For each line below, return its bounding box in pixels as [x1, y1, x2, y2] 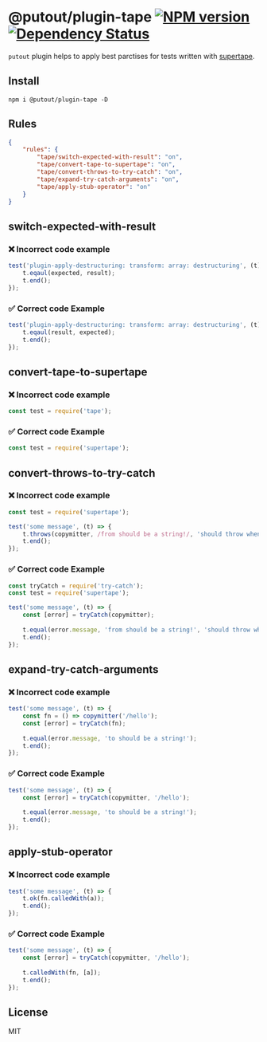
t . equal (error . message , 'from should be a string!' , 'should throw [22, 626, 250, 634]
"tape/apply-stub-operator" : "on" [37, 183, 151, 191]
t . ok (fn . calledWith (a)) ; [22, 895, 105, 902]
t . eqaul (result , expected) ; [22, 328, 115, 336]
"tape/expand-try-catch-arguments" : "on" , [37, 175, 180, 183]
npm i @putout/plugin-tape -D [8, 96, 109, 104]
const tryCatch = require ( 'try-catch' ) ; [8, 582, 145, 590]
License [8, 1005, 48, 1019]
